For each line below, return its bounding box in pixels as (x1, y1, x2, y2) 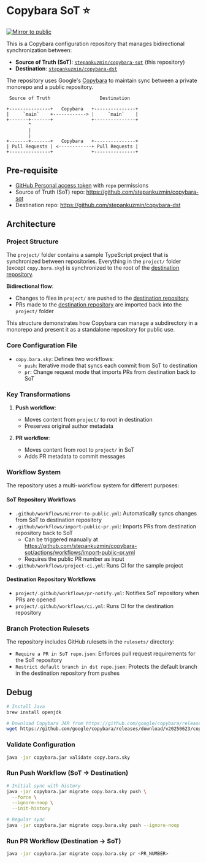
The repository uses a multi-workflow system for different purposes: (6, 482, 180, 489)
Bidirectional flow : (6, 283, 54, 290)
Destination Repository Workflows (6, 576, 96, 583)
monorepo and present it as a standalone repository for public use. (6, 326, 175, 333)
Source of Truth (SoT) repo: (15, 188, 85, 196)
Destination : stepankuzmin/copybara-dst (15, 64, 118, 72)
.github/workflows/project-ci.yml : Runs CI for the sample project (15, 561, 183, 569)
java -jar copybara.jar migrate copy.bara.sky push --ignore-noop (6, 823, 180, 829)
